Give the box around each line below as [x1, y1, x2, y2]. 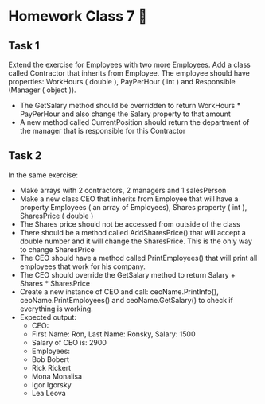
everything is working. [19, 304, 93, 313]
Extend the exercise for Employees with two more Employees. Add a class [8, 60, 251, 69]
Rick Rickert [31, 363, 72, 372]
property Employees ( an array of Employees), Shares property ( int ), [19, 202, 247, 212]
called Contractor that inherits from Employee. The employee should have [8, 68, 251, 78]
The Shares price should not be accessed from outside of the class [19, 219, 240, 229]
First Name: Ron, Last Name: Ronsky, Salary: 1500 [31, 329, 197, 339]
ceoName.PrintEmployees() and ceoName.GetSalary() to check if [19, 295, 233, 305]
